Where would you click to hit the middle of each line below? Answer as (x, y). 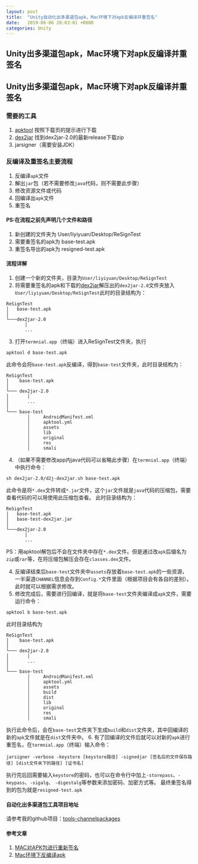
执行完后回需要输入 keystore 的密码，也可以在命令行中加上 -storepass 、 (92, 775)
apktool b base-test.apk (37, 612)
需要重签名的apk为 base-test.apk (55, 241)
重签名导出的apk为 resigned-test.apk (60, 249)
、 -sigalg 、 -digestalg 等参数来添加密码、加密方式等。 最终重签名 (106, 782)
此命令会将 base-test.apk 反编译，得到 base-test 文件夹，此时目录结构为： (95, 365)
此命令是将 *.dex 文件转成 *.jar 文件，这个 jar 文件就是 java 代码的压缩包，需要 (98, 490)
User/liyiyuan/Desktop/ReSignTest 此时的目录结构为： (80, 293)
